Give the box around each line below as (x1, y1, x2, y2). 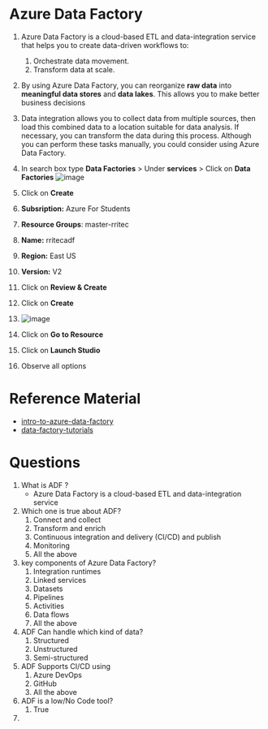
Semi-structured (32, 653, 89, 662)
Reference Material (9, 390, 141, 408)
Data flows (32, 610, 70, 619)
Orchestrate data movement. (32, 56, 129, 66)
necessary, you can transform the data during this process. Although (20, 131, 252, 140)
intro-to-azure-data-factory (20, 416, 115, 426)
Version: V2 (20, 266, 63, 276)
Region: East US (20, 251, 76, 261)
